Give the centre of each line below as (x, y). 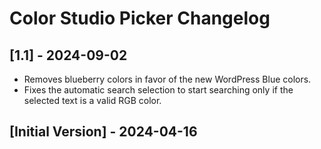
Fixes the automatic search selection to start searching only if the (158, 90)
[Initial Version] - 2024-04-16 (103, 132)
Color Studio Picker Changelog (140, 18)
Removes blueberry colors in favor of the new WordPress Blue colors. (167, 79)
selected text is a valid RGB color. (92, 100)
